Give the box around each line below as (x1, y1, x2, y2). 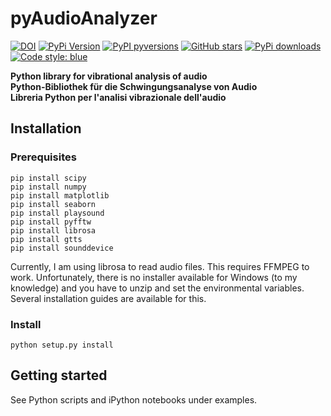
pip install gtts (10, 234, 83, 244)
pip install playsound (10, 208, 105, 218)
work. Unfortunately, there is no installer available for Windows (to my (10, 271, 298, 283)
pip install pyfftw (10, 217, 92, 227)
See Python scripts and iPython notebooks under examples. (10, 393, 258, 406)
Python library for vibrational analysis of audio (10, 70, 208, 82)
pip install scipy (10, 173, 87, 183)
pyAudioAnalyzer (10, 7, 158, 30)
